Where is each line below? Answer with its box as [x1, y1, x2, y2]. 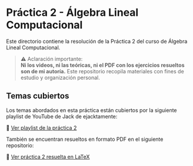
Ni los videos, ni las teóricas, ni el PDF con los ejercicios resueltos [20, 62, 185, 69]
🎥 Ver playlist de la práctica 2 [6, 124, 77, 131]
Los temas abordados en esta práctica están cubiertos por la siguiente [6, 106, 178, 114]
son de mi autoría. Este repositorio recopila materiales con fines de [20, 67, 184, 74]
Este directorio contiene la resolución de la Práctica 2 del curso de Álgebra [6, 38, 188, 45]
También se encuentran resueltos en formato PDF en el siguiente [6, 135, 164, 143]
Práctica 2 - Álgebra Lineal [6, 6, 139, 19]
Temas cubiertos [6, 91, 69, 101]
